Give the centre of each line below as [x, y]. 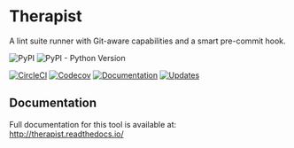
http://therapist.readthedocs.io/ [66, 134]
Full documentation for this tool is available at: [93, 124]
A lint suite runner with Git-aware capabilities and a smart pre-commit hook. [147, 41]
